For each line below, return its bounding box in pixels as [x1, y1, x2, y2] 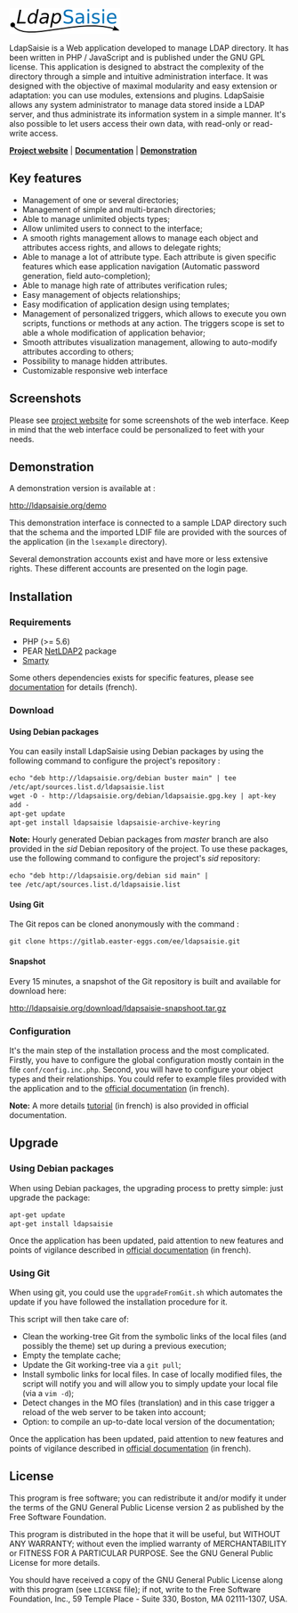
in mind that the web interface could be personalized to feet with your [9, 424, 265, 435]
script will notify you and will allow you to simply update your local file [21, 1378, 278, 1389]
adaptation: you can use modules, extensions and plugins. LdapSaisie [9, 90, 265, 101]
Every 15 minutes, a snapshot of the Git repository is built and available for [9, 975, 282, 986]
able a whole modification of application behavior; [21, 327, 206, 338]
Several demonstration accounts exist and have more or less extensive [9, 554, 269, 564]
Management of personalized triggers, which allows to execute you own [21, 308, 287, 319]
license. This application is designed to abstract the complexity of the [9, 62, 264, 72]
